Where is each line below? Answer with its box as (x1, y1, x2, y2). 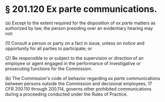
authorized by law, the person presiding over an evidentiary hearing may (5, 25, 153, 31)
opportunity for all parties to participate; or (5, 45, 93, 51)
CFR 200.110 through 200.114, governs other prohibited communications (5, 86, 152, 92)
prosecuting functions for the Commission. (5, 66, 93, 72)
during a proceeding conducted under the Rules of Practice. (5, 91, 128, 97)
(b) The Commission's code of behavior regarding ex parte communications (5, 75, 160, 81)
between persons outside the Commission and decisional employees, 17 (5, 81, 153, 87)
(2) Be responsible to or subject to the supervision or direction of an (5, 55, 144, 61)
